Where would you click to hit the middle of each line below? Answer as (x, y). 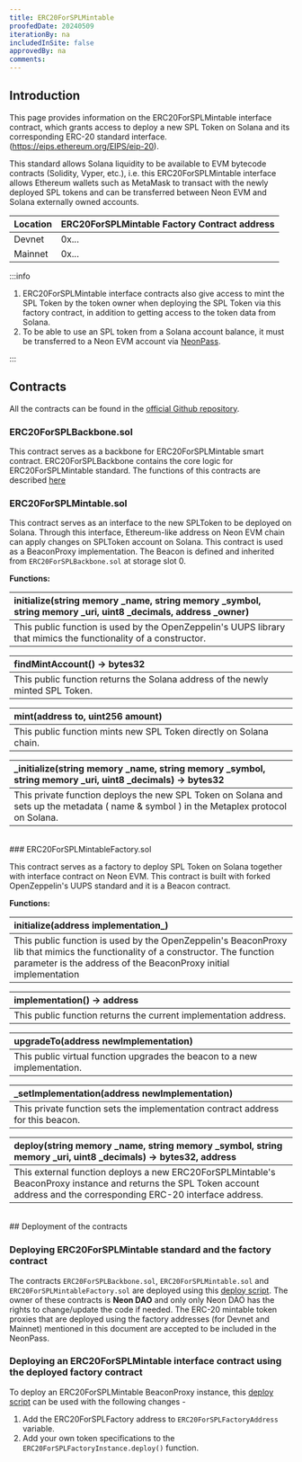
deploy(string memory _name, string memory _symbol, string (148, 1146)
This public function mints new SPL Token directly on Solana (141, 732)
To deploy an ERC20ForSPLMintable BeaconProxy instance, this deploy (142, 1392)
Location (33, 224)
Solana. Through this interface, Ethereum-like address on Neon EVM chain (147, 532)
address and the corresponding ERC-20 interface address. (138, 1195)
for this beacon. (47, 1120)
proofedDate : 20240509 (52, 26)
